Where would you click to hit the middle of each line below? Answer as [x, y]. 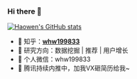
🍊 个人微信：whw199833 [54, 59]
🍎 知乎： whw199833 [49, 41]
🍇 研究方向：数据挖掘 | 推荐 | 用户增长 [73, 51]
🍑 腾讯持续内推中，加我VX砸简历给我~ [73, 68]
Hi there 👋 [25, 11]
